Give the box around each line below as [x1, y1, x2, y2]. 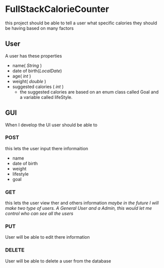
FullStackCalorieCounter [5, 3, 109, 15]
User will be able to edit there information [5, 234, 90, 240]
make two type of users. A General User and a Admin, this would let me [5, 205, 153, 211]
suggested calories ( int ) [12, 84, 64, 89]
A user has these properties [5, 53, 62, 59]
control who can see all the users [5, 210, 74, 217]
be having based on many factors [5, 25, 74, 31]
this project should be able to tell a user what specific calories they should [5, 20, 158, 26]
